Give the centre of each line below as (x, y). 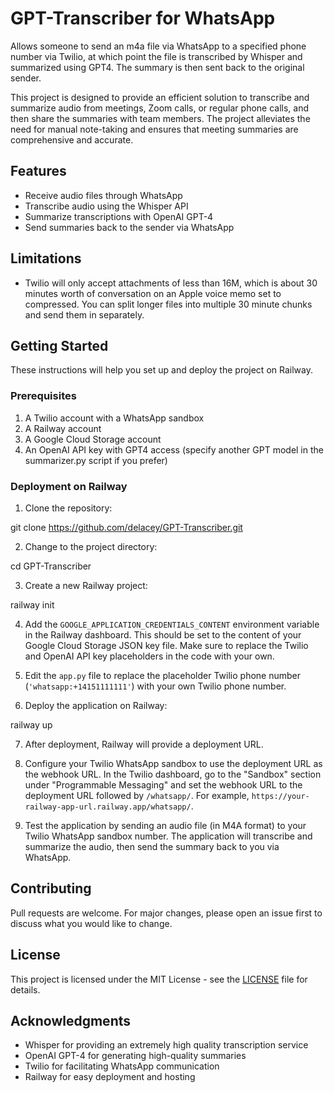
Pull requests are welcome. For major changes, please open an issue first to (166, 913)
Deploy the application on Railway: (96, 705)
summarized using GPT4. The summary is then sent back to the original (157, 67)
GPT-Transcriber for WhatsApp (143, 18)
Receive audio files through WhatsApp (103, 195)
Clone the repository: (68, 508)
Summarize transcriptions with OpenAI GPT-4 (119, 216)
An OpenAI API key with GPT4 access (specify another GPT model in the (174, 449)
